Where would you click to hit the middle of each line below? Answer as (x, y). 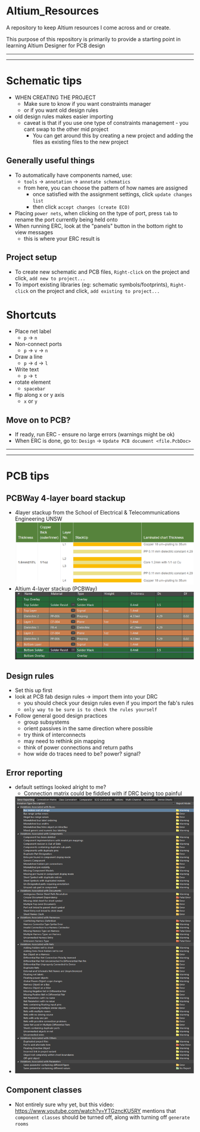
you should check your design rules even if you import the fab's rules (109, 703)
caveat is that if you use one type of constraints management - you (106, 123)
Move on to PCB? (38, 420)
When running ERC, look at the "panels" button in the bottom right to (99, 226)
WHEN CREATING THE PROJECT (55, 97)
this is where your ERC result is (62, 238)
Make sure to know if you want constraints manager (87, 103)
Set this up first (33, 690)
